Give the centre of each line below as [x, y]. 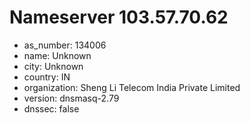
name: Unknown [57, 55]
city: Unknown [53, 66]
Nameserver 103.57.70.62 [119, 17]
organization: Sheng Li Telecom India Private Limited [132, 87]
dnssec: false [51, 108]
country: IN [47, 77]
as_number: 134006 [65, 45]
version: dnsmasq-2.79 [71, 98]
